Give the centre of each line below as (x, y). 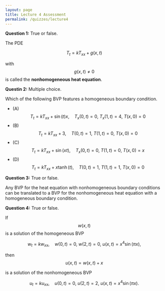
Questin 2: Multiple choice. (33, 89)
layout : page (19, 10)
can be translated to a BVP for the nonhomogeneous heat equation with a (81, 193)
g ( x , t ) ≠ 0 (84, 72)
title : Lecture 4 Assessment (36, 15)
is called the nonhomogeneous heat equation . (54, 80)
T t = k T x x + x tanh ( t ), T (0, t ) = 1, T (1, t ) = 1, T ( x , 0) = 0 (88, 168)
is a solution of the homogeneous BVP (45, 233)
